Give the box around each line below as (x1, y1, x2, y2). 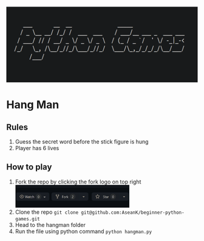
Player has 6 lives (15, 145, 59, 151)
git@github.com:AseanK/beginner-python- (81, 210, 185, 216)
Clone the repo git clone (15, 208, 79, 216)
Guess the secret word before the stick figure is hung (15, 138, 149, 145)
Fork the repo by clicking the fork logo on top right (15, 178, 141, 185)
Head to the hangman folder (15, 221, 86, 228)
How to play (6, 162, 52, 173)
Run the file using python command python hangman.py (15, 228, 152, 235)
